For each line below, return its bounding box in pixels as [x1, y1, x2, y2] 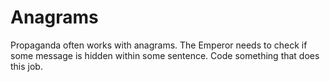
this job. [10, 60, 43, 72]
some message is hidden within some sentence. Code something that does [10, 49, 320, 61]
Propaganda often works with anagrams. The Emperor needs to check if [10, 39, 308, 51]
